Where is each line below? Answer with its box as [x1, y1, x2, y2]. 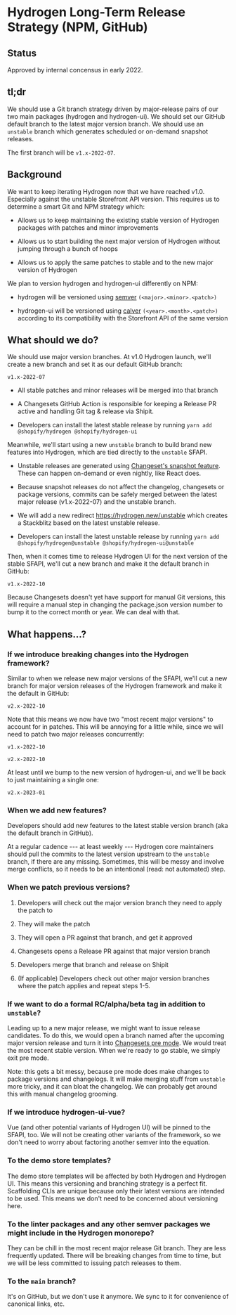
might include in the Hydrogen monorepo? [7, 1228, 155, 1238]
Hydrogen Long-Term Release [7, 4, 186, 20]
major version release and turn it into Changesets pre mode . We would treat [7, 1039, 227, 1047]
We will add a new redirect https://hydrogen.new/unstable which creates [17, 511, 228, 520]
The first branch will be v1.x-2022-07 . [7, 148, 116, 157]
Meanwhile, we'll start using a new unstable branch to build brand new [7, 441, 212, 449]
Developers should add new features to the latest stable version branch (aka [7, 822, 228, 830]
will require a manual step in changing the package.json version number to [7, 600, 223, 609]
